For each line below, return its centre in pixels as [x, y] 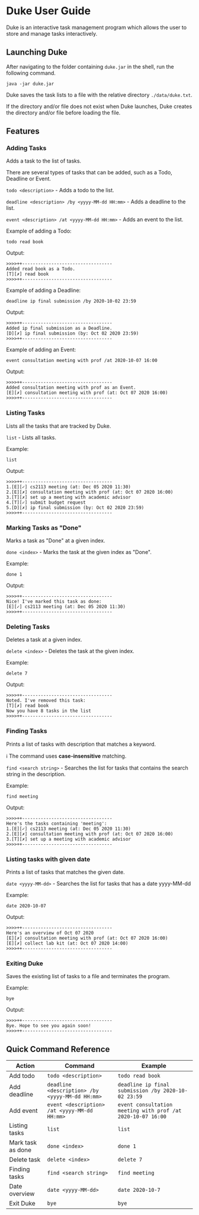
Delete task [25, 1160]
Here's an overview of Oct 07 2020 [50, 933]
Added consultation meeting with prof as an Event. [71, 388]
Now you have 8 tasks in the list [49, 711]
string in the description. [36, 774]
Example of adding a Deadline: [44, 290]
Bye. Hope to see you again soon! [49, 1026]
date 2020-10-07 [26, 906]
